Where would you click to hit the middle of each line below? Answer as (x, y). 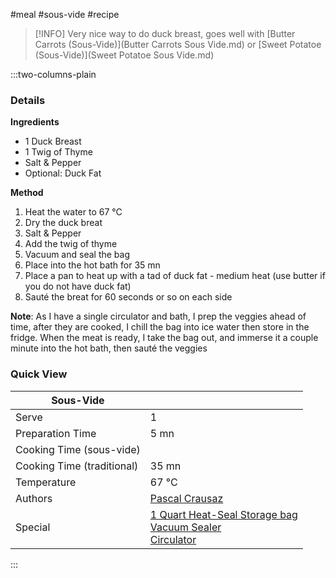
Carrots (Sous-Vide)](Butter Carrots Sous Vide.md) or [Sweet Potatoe (178, 44)
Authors (34, 498)
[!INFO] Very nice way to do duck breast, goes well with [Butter (165, 33)
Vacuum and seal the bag (77, 255)
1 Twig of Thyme (58, 152)
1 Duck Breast (53, 141)
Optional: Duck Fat (63, 173)
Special (33, 527)
